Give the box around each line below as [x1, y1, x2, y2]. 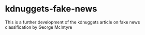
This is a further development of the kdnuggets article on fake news [5, 19, 140, 25]
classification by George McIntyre [5, 24, 72, 30]
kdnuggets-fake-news [5, 3, 98, 14]
